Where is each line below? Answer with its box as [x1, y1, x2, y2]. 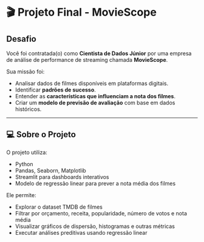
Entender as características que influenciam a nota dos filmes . [15, 93, 176, 99]
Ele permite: [6, 191, 36, 198]
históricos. [15, 106, 42, 113]
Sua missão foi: [6, 68, 45, 75]
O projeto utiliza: [6, 149, 47, 156]
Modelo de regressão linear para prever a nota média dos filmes [15, 180, 176, 187]
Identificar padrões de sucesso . [15, 86, 96, 93]
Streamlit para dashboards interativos [15, 173, 109, 180]
